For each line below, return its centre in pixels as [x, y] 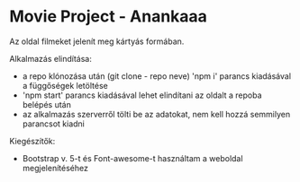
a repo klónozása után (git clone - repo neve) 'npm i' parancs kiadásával [156, 76]
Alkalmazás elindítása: [51, 58]
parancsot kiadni [54, 124]
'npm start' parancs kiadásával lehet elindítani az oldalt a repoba [142, 95]
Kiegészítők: [32, 141]
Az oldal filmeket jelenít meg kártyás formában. [97, 41]
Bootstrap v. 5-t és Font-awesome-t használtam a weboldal [132, 158]
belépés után [47, 104]
